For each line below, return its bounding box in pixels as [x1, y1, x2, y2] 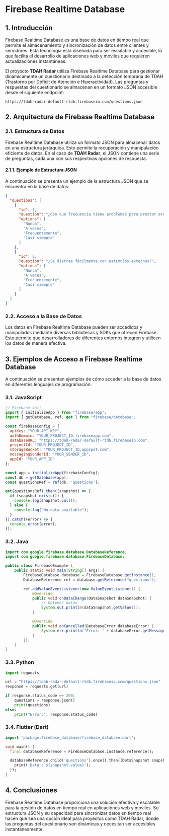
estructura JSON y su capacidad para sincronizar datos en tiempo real [5, 810, 151, 816]
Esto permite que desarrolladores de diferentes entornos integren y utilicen [5, 335, 161, 341]
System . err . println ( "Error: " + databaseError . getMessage [41, 628, 165, 633]
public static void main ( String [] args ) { [14, 568, 105, 573]
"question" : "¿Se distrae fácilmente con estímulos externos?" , [18, 259, 156, 264]
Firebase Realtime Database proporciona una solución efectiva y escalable [5, 799, 160, 805]
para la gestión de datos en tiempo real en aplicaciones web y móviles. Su [5, 804, 159, 811]
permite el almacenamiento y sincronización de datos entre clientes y [5, 42, 149, 48]
